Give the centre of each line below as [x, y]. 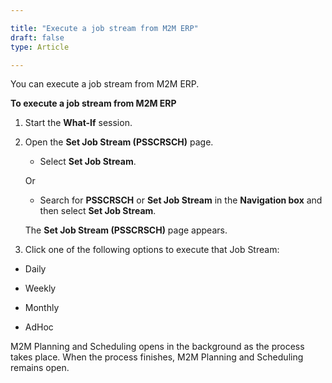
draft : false [37, 37]
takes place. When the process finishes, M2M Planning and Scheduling [157, 357]
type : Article [40, 47]
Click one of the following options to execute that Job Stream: [152, 250]
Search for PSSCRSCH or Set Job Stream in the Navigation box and [181, 200]
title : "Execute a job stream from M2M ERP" [104, 28]
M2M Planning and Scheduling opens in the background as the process [157, 347]
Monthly [42, 308]
